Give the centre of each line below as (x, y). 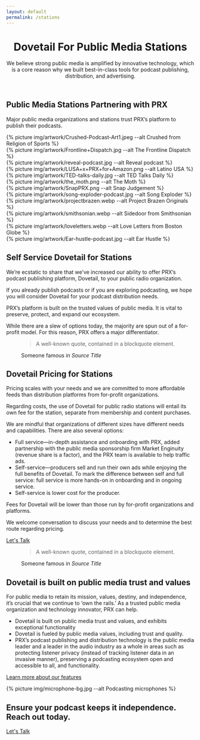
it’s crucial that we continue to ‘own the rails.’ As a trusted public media (93, 603)
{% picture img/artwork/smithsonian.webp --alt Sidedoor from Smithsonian (99, 213)
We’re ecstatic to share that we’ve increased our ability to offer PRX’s (91, 272)
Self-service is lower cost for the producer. (67, 493)
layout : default (26, 12)
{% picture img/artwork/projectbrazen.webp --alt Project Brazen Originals (97, 200)
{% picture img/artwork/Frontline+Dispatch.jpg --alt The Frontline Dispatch (99, 149)
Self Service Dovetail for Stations (69, 258)
